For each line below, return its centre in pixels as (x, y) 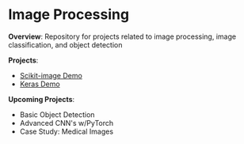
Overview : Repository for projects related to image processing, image (122, 36)
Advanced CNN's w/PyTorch (67, 123)
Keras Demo (40, 84)
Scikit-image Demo (51, 75)
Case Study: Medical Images (66, 131)
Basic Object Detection (57, 114)
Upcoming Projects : (42, 99)
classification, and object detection (65, 44)
